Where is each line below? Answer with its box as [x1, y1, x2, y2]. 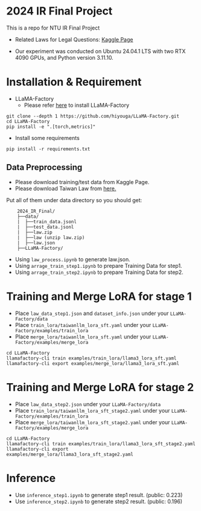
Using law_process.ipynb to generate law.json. [14, 255, 131, 263]
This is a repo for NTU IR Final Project [6, 24, 100, 31]
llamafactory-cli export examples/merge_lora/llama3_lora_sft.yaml [6, 360, 180, 366]
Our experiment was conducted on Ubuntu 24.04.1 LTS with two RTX [14, 47, 186, 55]
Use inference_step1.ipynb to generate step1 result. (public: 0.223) [14, 491, 183, 498]
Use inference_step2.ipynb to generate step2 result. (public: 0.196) [14, 498, 183, 505]
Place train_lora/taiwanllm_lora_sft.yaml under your [14, 321, 152, 328]
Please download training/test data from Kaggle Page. [14, 178, 150, 185]
